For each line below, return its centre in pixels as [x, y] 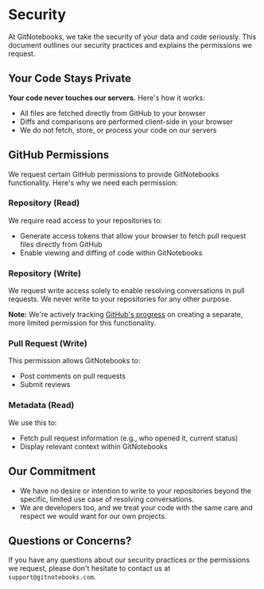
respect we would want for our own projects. [93, 516]
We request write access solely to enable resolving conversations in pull [126, 291]
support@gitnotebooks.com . [52, 577]
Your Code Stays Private [70, 78]
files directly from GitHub [61, 244]
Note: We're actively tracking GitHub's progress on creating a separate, [126, 315]
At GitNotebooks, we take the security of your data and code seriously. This [132, 37]
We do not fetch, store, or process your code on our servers [118, 130]
